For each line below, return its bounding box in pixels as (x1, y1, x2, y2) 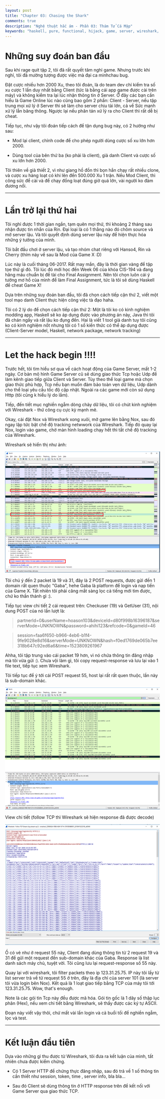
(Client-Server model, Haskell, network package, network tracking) (5, 328, 141, 333)
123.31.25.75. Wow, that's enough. (5, 985, 74, 991)
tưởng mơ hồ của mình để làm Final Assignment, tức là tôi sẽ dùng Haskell (5, 277, 155, 283)
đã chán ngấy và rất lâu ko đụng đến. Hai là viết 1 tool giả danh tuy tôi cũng (5, 317, 157, 323)
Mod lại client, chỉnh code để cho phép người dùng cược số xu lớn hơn (12, 138, 155, 144)
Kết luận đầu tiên (5, 1037, 75, 1048)
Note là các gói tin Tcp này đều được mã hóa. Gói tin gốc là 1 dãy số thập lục (5, 995, 160, 1001)
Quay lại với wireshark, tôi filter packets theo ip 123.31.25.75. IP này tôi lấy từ (5, 970, 160, 976)
